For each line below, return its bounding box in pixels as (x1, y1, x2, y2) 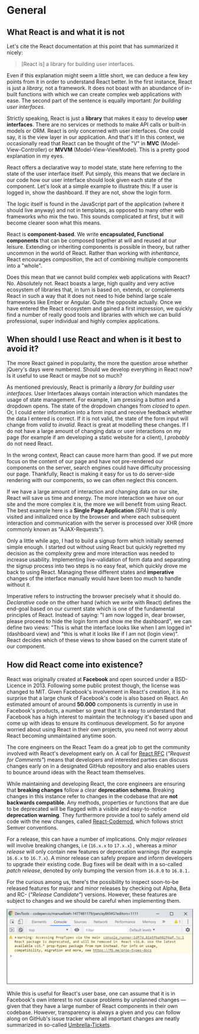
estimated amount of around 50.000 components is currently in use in (6, 701, 178, 708)
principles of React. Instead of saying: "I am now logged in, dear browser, (6, 611, 185, 618)
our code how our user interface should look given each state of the (6, 177, 172, 183)
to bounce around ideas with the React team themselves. (6, 769, 145, 776)
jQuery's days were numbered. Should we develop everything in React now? (6, 366, 193, 373)
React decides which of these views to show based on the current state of (6, 636, 188, 643)
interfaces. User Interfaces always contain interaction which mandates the (6, 389, 188, 396)
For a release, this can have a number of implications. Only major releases (6, 835, 187, 843)
